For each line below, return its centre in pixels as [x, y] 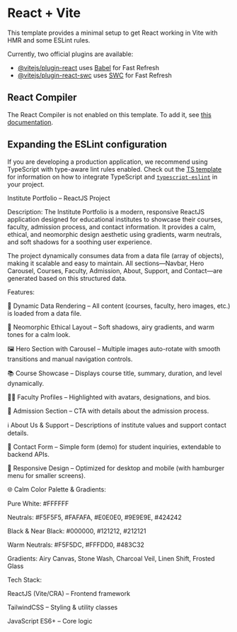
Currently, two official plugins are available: [70, 54]
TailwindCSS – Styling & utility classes [63, 607]
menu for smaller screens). [47, 475]
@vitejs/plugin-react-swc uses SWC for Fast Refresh [94, 75]
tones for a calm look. [39, 334]
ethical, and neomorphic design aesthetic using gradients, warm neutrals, [115, 234]
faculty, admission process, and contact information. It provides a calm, [111, 227]
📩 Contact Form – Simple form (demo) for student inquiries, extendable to [114, 447]
